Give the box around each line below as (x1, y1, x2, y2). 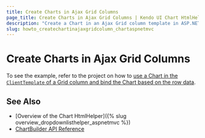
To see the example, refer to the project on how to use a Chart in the (6, 72, 178, 80)
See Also (6, 96, 41, 106)
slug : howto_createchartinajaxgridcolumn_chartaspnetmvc (6, 26, 154, 32)
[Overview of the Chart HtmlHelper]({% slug (15, 112, 127, 119)
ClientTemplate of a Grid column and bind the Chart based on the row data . (6, 78, 196, 86)
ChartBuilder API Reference (15, 125, 85, 133)
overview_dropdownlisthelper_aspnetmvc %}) (15, 119, 131, 126)
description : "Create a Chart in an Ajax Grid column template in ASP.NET (6, 20, 201, 26)
